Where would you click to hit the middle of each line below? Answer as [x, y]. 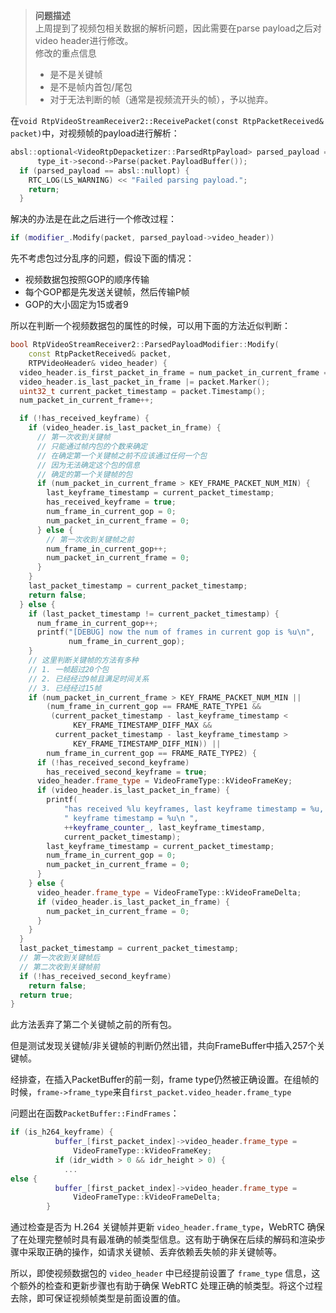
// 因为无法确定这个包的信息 [88, 465]
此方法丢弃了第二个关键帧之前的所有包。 [93, 1025]
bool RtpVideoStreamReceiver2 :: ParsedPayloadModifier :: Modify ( [145, 345]
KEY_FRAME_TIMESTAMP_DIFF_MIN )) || [147, 744]
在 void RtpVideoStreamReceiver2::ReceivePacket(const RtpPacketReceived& [167, 120]
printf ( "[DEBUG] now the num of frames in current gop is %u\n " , [175, 632]
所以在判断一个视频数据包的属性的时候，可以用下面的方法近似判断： [150, 326]
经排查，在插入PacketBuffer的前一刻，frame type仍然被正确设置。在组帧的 [165, 1080]
